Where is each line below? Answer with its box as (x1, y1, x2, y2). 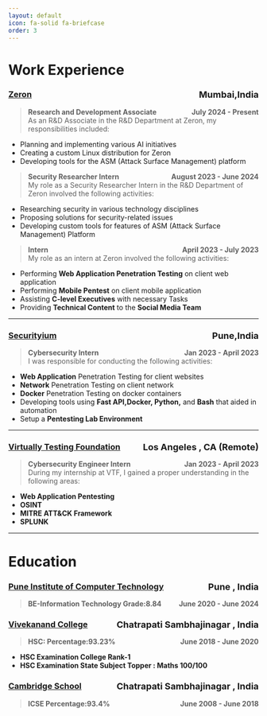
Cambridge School (8, 681, 82, 692)
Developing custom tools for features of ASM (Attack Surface (19, 220, 221, 231)
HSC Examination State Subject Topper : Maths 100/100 (19, 661, 208, 671)
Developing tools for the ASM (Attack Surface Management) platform (19, 156, 246, 165)
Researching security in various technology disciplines (19, 204, 199, 213)
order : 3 (8, 26, 37, 34)
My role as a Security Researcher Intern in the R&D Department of (27, 180, 244, 189)
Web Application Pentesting (19, 492, 115, 501)
